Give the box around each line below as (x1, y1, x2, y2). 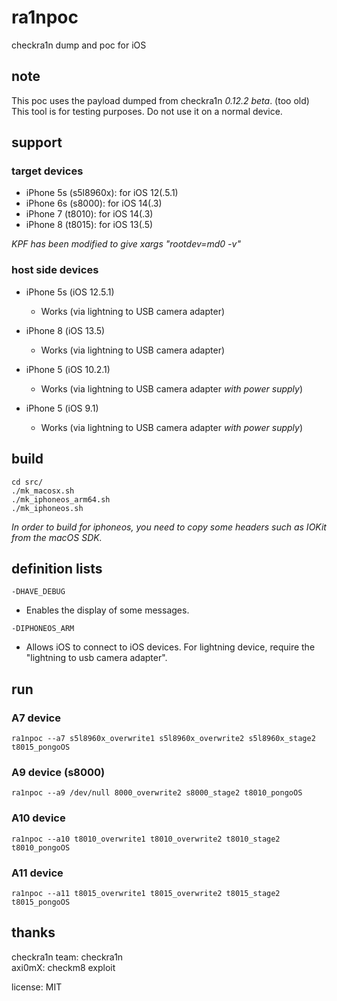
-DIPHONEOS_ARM (11, 624, 75, 634)
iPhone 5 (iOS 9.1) (25, 402, 99, 414)
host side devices (11, 263, 99, 277)
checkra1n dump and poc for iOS (11, 39, 147, 51)
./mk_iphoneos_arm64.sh (11, 494, 111, 505)
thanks (11, 924, 56, 941)
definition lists (11, 560, 103, 577)
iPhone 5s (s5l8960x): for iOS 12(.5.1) (25, 187, 179, 199)
